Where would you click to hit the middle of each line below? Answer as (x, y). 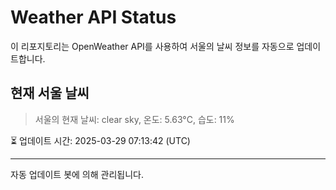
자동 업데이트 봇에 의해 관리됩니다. (77, 174)
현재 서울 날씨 (50, 93)
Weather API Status (93, 17)
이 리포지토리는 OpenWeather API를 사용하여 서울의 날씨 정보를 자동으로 (152, 46)
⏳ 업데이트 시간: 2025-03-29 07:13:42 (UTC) (100, 140)
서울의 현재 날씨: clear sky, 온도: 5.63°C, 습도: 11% (134, 119)
